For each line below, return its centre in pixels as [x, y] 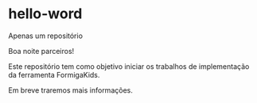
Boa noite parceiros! [41, 51]
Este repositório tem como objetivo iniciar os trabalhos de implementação [129, 66]
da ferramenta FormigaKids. [54, 74]
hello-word [45, 14]
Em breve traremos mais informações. [70, 90]
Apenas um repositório [46, 36]
